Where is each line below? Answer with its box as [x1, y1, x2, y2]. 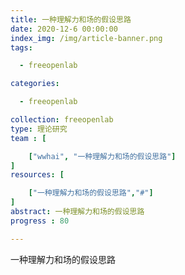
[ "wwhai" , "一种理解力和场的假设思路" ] [28, 151, 177, 161]
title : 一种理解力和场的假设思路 [10, 14, 132, 25]
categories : [10, 79, 60, 89]
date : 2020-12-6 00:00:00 [10, 24, 118, 34]
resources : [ [10, 170, 65, 180]
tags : [10, 42, 33, 53]
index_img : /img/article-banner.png [10, 33, 163, 43]
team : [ [10, 133, 47, 143]
